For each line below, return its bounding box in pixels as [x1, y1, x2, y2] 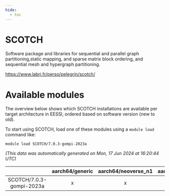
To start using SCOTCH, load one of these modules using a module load [5, 126, 154, 132]
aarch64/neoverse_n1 [98, 168, 153, 175]
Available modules [5, 89, 84, 100]
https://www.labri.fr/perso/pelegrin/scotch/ [5, 71, 95, 77]
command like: [5, 132, 36, 138]
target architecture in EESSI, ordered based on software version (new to [5, 111, 155, 117]
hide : [5, 7, 17, 13]
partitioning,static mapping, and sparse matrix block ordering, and [5, 56, 143, 62]
